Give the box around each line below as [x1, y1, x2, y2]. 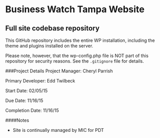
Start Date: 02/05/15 [5, 88, 48, 94]
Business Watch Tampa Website [5, 4, 145, 15]
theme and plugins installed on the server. [5, 43, 93, 49]
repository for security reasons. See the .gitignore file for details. [5, 58, 144, 64]
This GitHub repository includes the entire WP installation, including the [5, 37, 155, 43]
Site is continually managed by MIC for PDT [12, 127, 104, 133]
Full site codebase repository [5, 24, 100, 33]
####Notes [5, 117, 30, 123]
